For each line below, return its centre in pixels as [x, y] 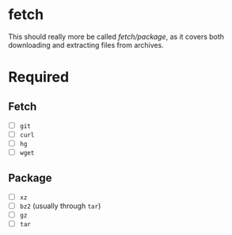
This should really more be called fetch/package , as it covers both [116, 37]
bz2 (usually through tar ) [60, 206]
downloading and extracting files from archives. [86, 44]
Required [39, 77]
